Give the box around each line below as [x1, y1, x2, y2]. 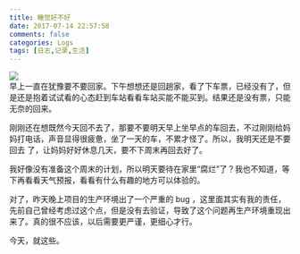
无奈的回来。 [9, 104, 56, 114]
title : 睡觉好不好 [9, 13, 71, 22]
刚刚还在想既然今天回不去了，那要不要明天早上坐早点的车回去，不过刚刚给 [9, 123, 283, 133]
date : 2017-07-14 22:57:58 [9, 21, 110, 30]
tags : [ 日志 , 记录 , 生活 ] [9, 47, 90, 55]
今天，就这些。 [9, 235, 64, 246]
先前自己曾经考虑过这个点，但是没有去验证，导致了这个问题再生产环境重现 [9, 205, 283, 216]
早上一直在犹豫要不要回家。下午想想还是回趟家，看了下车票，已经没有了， [9, 81, 283, 92]
